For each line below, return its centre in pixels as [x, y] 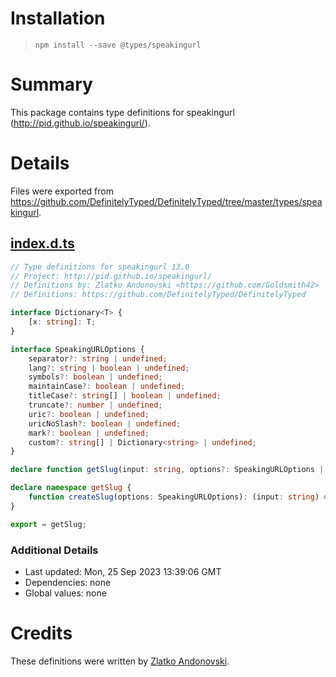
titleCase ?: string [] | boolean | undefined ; [125, 396]
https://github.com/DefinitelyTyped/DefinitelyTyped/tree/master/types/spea [166, 201]
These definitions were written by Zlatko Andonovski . [120, 661]
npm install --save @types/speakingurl [118, 45]
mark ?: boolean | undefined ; [89, 433]
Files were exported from [62, 191]
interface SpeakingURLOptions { [77, 349]
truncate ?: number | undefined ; [95, 405]
